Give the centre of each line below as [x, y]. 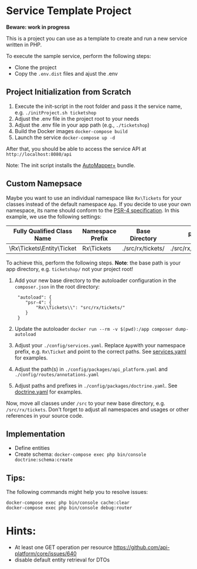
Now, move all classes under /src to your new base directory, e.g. [86, 403]
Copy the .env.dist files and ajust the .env [66, 73]
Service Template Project [69, 11]
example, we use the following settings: [54, 216]
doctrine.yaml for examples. [48, 392]
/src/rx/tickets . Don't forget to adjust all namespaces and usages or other [98, 409]
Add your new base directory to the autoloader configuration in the [95, 280]
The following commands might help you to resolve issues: [77, 492]
